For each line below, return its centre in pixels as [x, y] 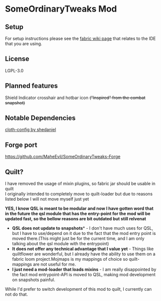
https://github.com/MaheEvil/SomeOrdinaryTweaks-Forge [63, 157]
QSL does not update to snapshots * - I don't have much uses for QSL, [82, 228]
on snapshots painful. [34, 280]
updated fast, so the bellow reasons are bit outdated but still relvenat [76, 219]
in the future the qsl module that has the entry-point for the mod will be [78, 214]
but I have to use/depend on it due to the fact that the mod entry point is [84, 234]
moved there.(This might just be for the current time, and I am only [78, 238]
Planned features [31, 86]
